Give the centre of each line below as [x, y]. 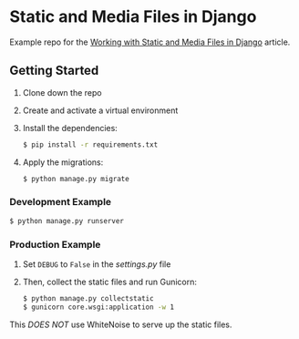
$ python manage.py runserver [67, 221]
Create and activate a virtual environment [100, 110]
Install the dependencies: [70, 128]
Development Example [61, 202]
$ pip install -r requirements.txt [90, 144]
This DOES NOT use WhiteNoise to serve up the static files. [121, 324]
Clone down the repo [62, 92]
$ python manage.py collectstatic [88, 298]
